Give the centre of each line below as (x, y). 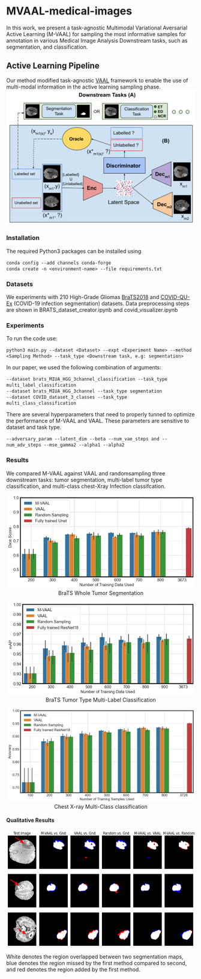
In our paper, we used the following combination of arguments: (84, 368)
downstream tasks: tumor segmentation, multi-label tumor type (84, 480)
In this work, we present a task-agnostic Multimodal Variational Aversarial (97, 28)
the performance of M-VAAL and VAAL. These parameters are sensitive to (98, 421)
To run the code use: (32, 339)
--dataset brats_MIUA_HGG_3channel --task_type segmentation (84, 391)
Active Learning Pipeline (53, 66)
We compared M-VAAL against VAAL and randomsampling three (86, 473)
